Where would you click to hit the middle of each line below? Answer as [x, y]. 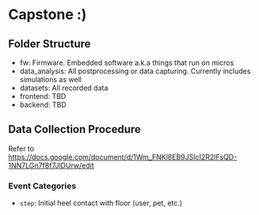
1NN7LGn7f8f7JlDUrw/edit [51, 165]
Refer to [21, 149]
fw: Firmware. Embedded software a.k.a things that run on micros [127, 62]
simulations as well [50, 79]
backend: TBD [43, 105]
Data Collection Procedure [74, 129]
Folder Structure [50, 44]
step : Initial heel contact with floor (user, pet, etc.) [101, 203]
